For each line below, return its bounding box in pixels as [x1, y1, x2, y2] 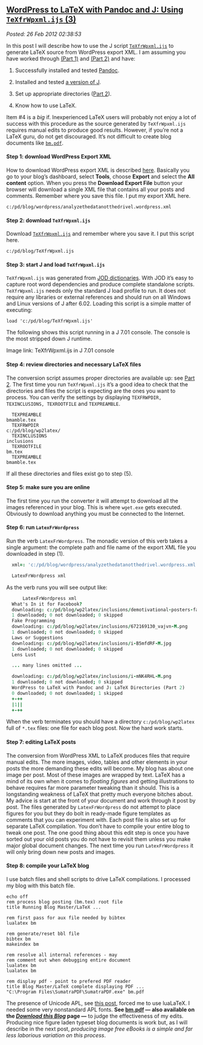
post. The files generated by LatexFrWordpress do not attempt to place [6, 803, 181, 810]
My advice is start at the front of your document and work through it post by [6, 796, 196, 804]
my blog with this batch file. [6, 882, 76, 889]
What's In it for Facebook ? [11, 601, 83, 607]
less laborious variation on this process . [6, 1031, 106, 1039]
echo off [6, 893, 28, 900]
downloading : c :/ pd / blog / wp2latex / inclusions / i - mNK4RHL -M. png [11, 674, 172, 680]
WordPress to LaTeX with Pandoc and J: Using [6, 5, 184, 15]
